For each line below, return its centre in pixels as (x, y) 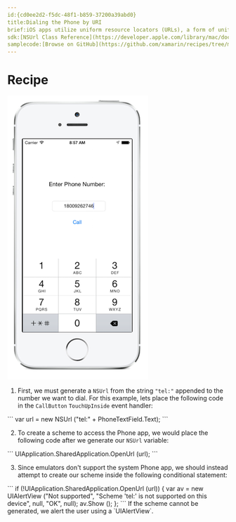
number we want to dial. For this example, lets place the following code (120, 398)
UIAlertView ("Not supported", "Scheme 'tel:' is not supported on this (107, 496)
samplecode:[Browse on (40, 45)
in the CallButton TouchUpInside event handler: (85, 406)
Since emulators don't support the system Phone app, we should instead (123, 468)
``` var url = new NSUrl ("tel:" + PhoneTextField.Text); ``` (88, 419)
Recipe (28, 80)
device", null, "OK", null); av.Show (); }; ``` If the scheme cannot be (103, 504)
